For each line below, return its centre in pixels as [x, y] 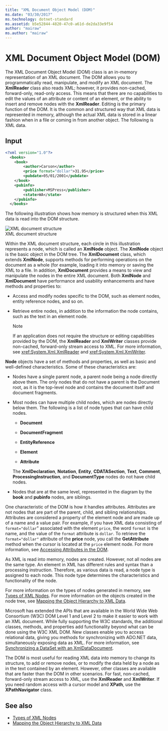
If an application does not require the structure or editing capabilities [83, 336]
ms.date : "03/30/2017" [29, 15]
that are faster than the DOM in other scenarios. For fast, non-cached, [77, 674]
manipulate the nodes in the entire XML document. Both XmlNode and [78, 276]
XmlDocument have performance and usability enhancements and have [80, 281]
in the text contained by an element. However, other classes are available [81, 669]
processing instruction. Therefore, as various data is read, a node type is [80, 570]
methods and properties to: [33, 286]
